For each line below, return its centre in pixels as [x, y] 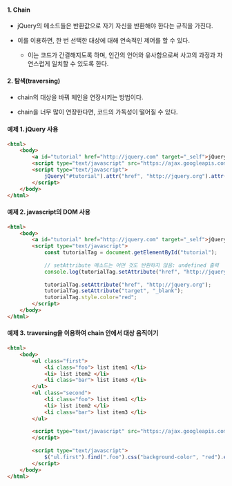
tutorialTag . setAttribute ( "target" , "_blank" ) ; [114, 291]
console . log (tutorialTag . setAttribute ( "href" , [112, 272]
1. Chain [19, 10]
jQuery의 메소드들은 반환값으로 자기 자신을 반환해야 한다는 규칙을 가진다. [115, 26]
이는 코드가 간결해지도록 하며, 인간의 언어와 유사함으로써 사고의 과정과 [122, 55]
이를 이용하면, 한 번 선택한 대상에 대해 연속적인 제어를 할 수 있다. [103, 41]
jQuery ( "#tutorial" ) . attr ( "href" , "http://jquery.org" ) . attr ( [135, 176]
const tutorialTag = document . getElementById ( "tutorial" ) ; [130, 253]
